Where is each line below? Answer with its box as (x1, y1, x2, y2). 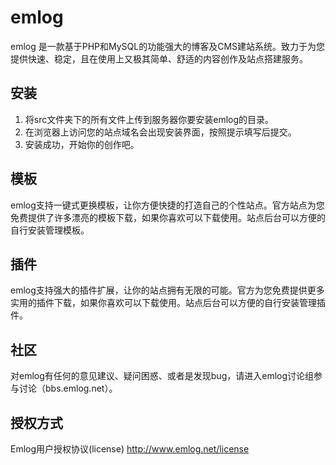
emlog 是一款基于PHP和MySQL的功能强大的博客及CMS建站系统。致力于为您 (10, 40, 326, 52)
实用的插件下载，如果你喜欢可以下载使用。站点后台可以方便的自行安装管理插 (10, 297, 326, 309)
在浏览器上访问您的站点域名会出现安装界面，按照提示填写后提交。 (24, 126, 297, 138)
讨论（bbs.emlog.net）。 (18, 382, 118, 395)
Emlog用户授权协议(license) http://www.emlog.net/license (10, 443, 250, 455)
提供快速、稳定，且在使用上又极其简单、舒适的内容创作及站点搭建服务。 (10, 52, 308, 65)
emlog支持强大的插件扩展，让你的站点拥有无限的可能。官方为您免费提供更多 (10, 284, 325, 296)
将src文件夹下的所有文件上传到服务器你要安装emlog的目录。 (24, 113, 275, 125)
